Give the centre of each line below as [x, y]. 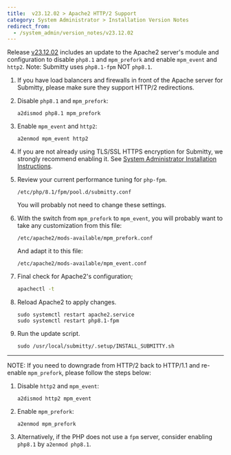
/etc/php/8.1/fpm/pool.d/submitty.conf [74, 192]
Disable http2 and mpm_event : [58, 386]
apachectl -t [36, 289]
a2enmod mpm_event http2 [53, 139]
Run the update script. [48, 334]
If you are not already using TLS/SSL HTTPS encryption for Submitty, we [120, 151]
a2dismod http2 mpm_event [54, 399]
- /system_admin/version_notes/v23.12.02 [74, 33]
